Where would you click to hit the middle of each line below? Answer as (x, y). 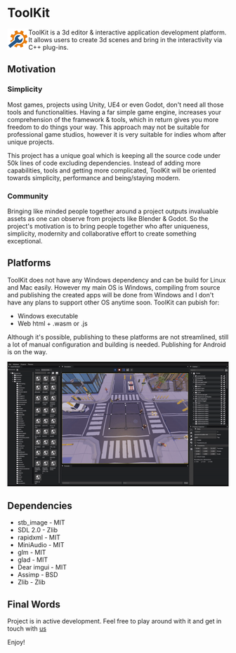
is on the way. (27, 351)
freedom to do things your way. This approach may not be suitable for (108, 127)
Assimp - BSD (38, 575)
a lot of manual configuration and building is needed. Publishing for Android (117, 344)
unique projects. (31, 142)
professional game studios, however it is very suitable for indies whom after (117, 134)
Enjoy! (17, 642)
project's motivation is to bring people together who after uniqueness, (108, 226)
